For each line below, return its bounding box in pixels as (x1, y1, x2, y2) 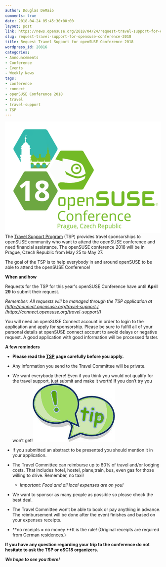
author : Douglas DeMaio (5, 8, 54, 13)
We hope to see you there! (5, 557, 60, 563)
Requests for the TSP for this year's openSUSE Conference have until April (5, 283, 158, 289)
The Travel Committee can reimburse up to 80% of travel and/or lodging (12, 462, 160, 468)
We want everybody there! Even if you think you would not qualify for (12, 373, 154, 379)
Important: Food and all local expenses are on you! (19, 482, 124, 488)
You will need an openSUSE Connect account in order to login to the (5, 319, 144, 325)
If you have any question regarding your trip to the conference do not (5, 542, 150, 548)
